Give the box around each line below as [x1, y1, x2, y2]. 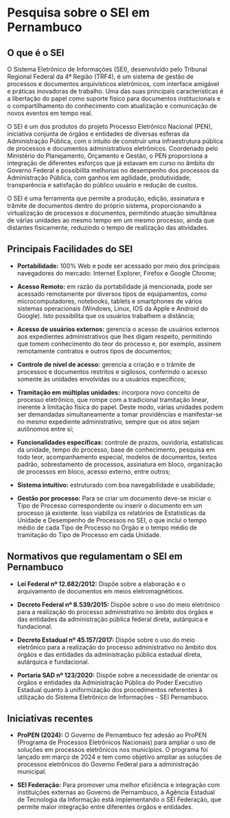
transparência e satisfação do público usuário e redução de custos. [7, 181, 198, 189]
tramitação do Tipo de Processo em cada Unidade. [16, 530, 161, 538]
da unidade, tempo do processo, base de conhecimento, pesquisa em [16, 445, 215, 454]
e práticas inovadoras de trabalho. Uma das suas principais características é [7, 87, 224, 95]
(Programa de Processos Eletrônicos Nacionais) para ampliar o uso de [16, 738, 216, 746]
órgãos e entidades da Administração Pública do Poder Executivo [16, 678, 203, 686]
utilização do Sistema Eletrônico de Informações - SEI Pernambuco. [16, 693, 209, 701]
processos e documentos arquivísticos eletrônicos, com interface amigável [7, 80, 220, 87]
